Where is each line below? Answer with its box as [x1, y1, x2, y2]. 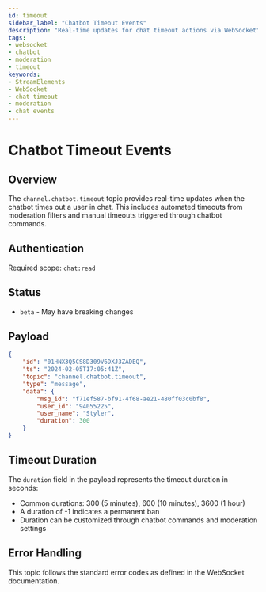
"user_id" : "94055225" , [36, 402, 115, 410]
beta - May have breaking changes [19, 306, 134, 317]
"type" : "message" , [22, 380, 87, 388]
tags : [8, 33, 26, 42]
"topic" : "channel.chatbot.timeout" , [22, 373, 147, 381]
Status [8, 286, 42, 299]
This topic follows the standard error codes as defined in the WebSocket [8, 567, 245, 577]
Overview [8, 173, 58, 186]
